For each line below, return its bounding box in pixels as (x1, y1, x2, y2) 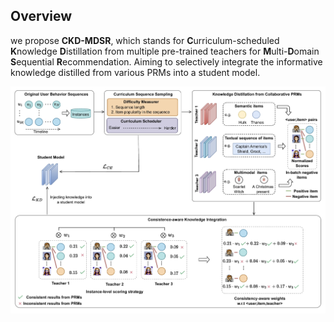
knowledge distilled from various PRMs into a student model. (10, 66, 261, 78)
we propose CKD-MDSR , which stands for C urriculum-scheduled (10, 34, 280, 46)
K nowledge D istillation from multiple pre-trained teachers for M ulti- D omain (10, 45, 320, 57)
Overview (10, 8, 73, 25)
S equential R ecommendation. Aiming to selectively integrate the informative (10, 55, 323, 68)
